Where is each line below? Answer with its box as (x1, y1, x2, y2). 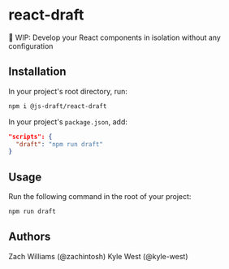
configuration (8, 41, 54, 50)
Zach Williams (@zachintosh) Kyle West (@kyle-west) (8, 251, 188, 261)
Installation (8, 65, 67, 79)
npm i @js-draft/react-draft (8, 102, 107, 111)
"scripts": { (8, 132, 53, 141)
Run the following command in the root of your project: (8, 192, 192, 202)
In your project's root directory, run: (8, 86, 128, 96)
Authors (8, 230, 51, 244)
